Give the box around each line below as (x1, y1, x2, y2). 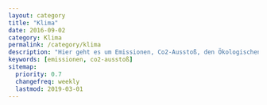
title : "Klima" (8, 19, 59, 27)
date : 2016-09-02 (8, 26, 66, 34)
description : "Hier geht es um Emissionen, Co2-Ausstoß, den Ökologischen (8, 48, 261, 56)
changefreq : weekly (15, 77, 80, 85)
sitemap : (8, 63, 37, 71)
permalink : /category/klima (8, 41, 102, 49)
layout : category (8, 11, 66, 20)
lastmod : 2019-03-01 (15, 84, 83, 93)
